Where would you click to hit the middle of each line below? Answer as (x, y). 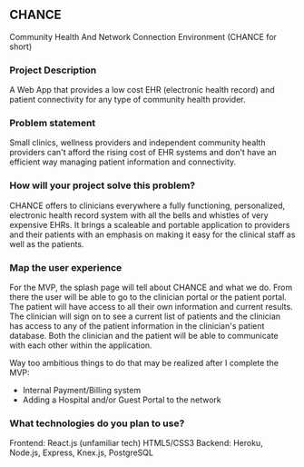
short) (21, 46)
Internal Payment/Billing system (82, 390)
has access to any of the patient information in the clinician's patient (137, 326)
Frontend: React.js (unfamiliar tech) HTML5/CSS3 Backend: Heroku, (136, 443)
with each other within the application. (81, 345)
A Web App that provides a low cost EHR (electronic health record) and (142, 90)
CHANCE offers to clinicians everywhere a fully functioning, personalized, (147, 205)
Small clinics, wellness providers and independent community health (137, 143)
